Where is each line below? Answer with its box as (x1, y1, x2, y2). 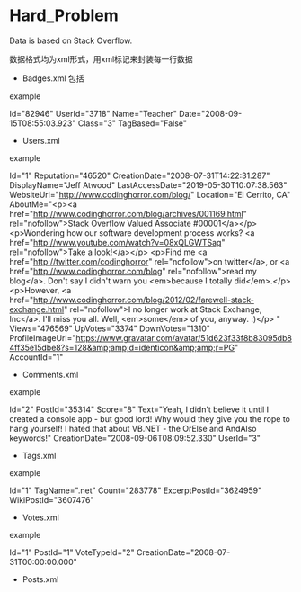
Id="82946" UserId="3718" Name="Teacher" (9, 108, 178, 119)
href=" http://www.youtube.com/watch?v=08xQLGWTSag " (9, 237, 226, 247)
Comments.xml (22, 369, 79, 380)
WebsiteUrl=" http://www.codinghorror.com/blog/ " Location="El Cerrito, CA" (9, 189, 291, 200)
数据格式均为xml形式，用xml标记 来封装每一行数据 (9, 53, 193, 64)
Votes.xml (22, 512, 60, 523)
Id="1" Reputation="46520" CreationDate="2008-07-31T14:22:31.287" (9, 170, 270, 181)
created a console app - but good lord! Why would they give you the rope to (9, 413, 290, 424)
